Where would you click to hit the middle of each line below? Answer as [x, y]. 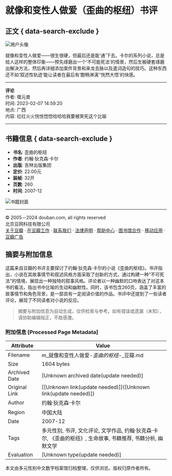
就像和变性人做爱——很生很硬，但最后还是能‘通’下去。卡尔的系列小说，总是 [85, 55]
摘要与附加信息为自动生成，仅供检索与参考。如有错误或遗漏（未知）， [91, 311]
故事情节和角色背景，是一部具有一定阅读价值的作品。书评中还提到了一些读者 [86, 293]
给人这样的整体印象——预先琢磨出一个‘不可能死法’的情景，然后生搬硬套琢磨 [85, 62]
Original [17, 387]
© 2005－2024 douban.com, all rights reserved [56, 217]
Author [16, 402]
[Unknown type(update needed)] [81, 454]
